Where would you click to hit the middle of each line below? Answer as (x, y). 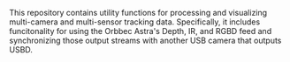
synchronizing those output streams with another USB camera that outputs (145, 40)
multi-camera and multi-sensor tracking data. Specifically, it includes (135, 22)
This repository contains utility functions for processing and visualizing (138, 13)
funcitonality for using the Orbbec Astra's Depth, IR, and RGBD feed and (141, 31)
